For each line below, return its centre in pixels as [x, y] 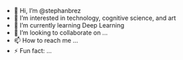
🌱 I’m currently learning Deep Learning [69, 25]
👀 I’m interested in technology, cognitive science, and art [95, 18]
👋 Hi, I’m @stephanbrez [47, 11]
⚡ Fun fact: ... [33, 51]
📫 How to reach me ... [46, 40]
